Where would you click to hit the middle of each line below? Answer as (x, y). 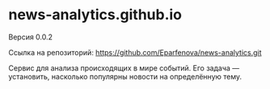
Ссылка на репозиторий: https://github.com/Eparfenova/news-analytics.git (135, 52)
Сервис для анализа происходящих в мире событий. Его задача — (124, 68)
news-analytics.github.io (95, 15)
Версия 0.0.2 (31, 37)
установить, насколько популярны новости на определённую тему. (125, 76)
